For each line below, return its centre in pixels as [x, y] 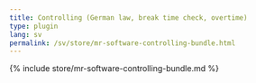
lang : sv [26, 34]
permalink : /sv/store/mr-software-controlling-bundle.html [123, 43]
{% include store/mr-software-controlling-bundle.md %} [114, 69]
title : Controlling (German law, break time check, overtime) [128, 18]
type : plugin [34, 26]
